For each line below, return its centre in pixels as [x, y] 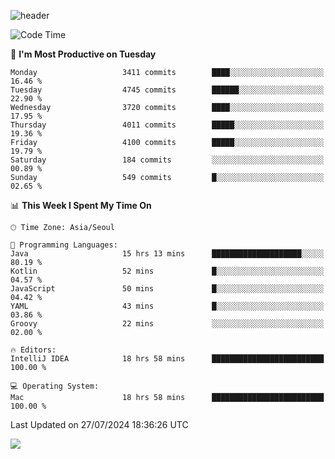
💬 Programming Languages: [64, 245]
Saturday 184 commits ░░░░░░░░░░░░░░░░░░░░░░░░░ [167, 160]
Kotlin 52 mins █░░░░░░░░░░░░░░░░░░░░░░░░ [167, 271]
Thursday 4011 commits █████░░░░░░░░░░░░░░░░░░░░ [167, 125]
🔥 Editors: [33, 350]
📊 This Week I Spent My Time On [81, 205]
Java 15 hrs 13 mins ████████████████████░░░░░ [167, 254]
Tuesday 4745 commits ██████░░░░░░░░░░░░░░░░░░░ [167, 90]
